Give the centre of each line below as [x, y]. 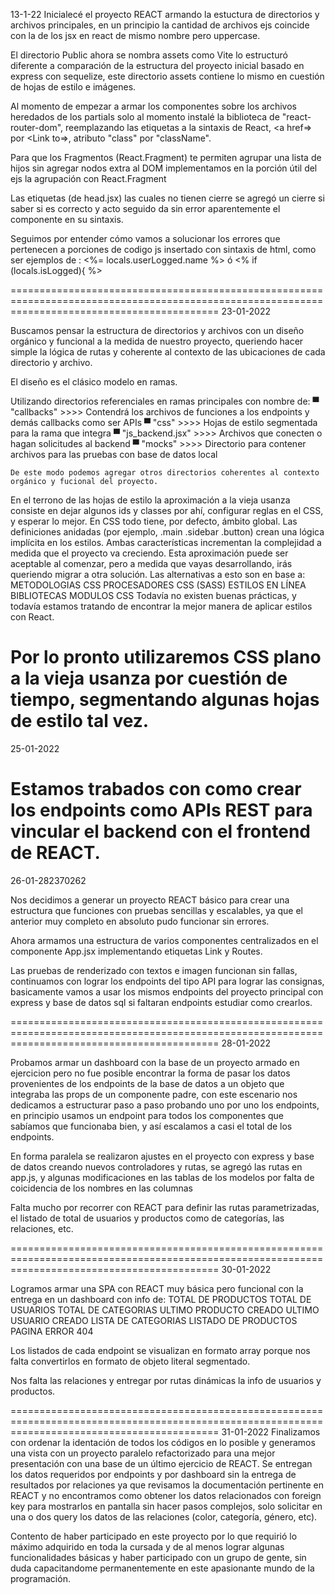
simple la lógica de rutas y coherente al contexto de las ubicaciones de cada [168, 352]
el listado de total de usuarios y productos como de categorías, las [147, 1218]
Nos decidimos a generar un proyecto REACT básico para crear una [150, 900]
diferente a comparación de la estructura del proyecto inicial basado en [157, 65]
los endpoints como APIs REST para [161, 810]
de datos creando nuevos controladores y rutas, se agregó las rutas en [156, 1166]
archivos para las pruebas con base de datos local [114, 454]
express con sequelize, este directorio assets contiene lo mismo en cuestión [167, 76]
